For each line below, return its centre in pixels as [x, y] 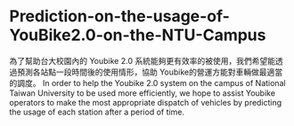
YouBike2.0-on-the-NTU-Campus [138, 35]
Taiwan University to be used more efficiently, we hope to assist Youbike [143, 93]
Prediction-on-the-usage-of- [119, 16]
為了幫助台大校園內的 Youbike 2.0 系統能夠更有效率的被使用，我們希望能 [143, 60]
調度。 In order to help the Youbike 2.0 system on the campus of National [151, 83]
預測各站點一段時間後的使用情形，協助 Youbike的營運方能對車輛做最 [142, 72]
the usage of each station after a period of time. [97, 112]
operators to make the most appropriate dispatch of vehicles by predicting [146, 102]
